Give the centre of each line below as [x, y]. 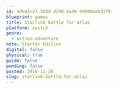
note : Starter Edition [34, 44]
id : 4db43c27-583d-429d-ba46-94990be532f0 [58, 11]
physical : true [25, 55]
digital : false [25, 50]
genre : [14, 33]
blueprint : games [27, 17]
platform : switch [27, 28]
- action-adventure [35, 39]
